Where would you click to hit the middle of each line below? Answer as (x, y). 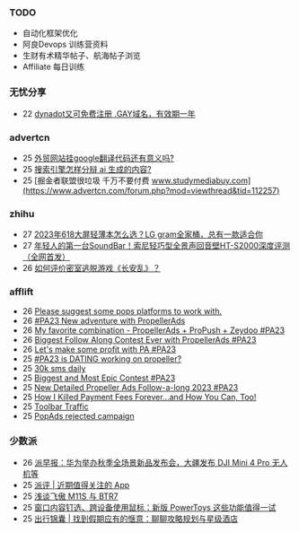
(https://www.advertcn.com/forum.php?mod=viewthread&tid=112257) (151, 190)
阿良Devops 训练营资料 (65, 44)
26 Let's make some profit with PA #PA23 (99, 350)
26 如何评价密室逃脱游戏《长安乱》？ (91, 268)
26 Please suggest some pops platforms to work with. (122, 311)
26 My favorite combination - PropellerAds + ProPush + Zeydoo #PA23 (154, 330)
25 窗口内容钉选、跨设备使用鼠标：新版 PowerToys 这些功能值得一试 (149, 507)
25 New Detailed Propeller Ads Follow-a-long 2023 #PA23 (130, 388)
